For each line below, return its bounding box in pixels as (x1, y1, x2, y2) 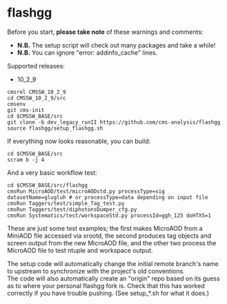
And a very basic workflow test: (7, 168, 98, 177)
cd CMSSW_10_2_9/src (7, 95, 67, 102)
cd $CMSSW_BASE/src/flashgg (7, 182, 88, 189)
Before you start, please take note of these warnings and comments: (7, 28, 204, 36)
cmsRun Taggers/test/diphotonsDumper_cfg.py (7, 206, 137, 213)
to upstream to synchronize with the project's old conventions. (7, 267, 185, 275)
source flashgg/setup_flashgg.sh (7, 124, 103, 132)
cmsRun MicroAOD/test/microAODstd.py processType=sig (7, 188, 166, 195)
